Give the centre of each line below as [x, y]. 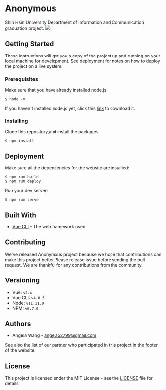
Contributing [25, 243]
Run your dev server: [27, 191]
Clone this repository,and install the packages [52, 132]
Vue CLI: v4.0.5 [28, 297]
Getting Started [29, 44]
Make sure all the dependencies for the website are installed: [67, 168]
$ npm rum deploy [23, 181]
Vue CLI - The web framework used [49, 226]
